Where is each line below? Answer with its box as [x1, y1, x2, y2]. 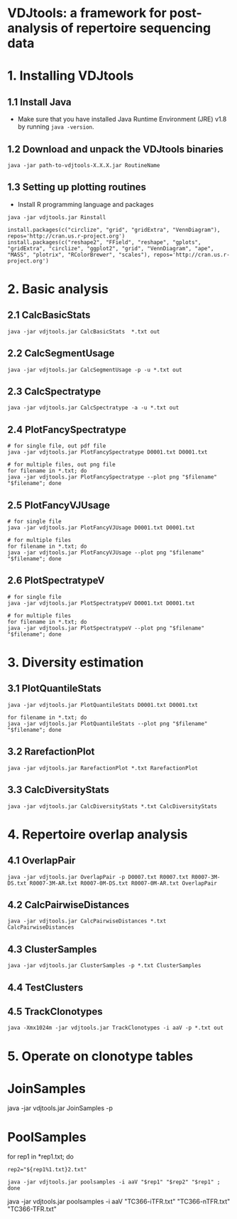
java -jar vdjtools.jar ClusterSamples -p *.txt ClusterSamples [7, 962, 202, 969]
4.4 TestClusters [7, 981, 84, 994]
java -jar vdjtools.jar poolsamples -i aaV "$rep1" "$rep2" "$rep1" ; [7, 1178, 221, 1186]
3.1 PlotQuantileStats [7, 683, 101, 695]
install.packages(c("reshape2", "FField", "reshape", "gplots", [7, 238, 202, 246]
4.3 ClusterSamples [7, 943, 97, 955]
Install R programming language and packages [17, 200, 154, 208]
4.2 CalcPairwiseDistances [7, 898, 130, 911]
